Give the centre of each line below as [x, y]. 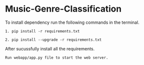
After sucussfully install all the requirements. [50, 49]
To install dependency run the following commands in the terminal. [72, 22]
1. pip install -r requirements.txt [42, 31]
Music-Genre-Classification [63, 9]
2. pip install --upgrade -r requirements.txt [53, 40]
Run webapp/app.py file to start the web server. [57, 57]
